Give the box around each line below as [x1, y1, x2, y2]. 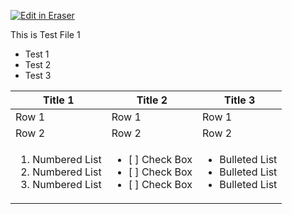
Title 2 [136, 93, 168, 107]
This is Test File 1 [10, 29, 81, 40]
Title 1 [43, 93, 75, 107]
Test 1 [24, 48, 50, 60]
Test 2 [24, 59, 52, 70]
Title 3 [223, 93, 256, 107]
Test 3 [24, 70, 52, 81]
